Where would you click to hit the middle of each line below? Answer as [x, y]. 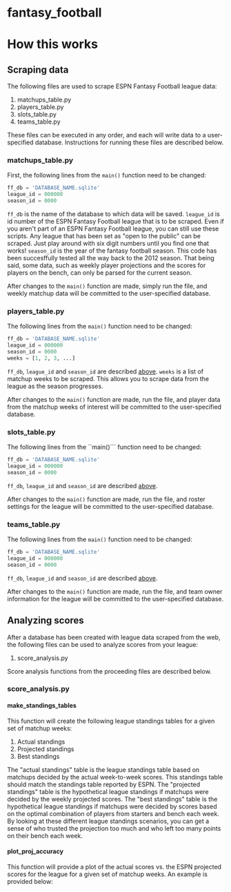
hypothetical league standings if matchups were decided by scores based [112, 806]
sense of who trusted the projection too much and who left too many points [114, 828]
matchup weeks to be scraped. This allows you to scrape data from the [108, 378]
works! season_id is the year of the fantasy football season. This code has [112, 251]
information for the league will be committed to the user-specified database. [115, 599]
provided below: [30, 881]
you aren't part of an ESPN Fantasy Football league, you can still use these [113, 229]
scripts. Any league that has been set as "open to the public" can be [104, 236]
